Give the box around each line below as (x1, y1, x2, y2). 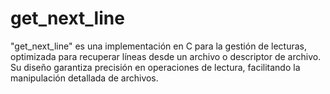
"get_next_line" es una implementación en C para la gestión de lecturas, (10, 40, 307, 52)
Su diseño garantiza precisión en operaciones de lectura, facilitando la (10, 61, 301, 73)
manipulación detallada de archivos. (10, 72, 159, 84)
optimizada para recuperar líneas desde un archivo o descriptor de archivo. (10, 50, 322, 62)
